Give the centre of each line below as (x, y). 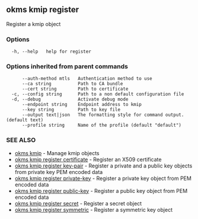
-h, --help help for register (52, 52)
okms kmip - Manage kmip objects (57, 153)
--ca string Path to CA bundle (72, 84)
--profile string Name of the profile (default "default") (102, 125)
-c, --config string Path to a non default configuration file (98, 94)
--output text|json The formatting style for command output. (103, 115)
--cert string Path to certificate (75, 89)
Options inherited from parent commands (67, 66)
